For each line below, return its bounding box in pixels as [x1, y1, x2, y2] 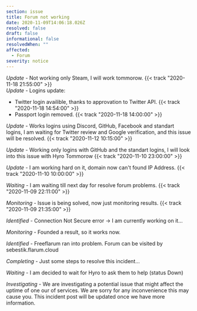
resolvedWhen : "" [6, 42, 49, 48]
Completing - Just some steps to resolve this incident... [6, 257, 140, 264]
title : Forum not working [6, 14, 69, 20]
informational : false [6, 36, 59, 42]
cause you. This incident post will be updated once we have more [6, 293, 165, 300]
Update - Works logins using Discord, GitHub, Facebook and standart [6, 122, 175, 129]
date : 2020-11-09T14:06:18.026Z [6, 19, 85, 25]
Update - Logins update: [6, 87, 66, 94]
